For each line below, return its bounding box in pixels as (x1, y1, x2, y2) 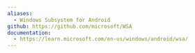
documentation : (7, 29, 52, 36)
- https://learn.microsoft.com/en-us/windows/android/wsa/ (13, 36, 189, 43)
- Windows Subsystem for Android (13, 17, 111, 23)
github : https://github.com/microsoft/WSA (7, 23, 132, 30)
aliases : (7, 10, 33, 17)
